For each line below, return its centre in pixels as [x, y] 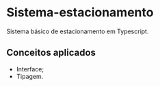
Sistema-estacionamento [80, 13]
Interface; [30, 69]
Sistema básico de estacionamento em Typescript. [78, 31]
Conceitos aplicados [51, 53]
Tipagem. [30, 76]
